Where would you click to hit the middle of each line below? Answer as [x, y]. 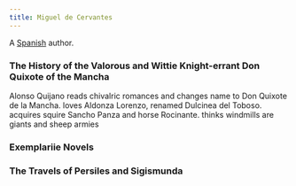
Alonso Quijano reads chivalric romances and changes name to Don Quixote [148, 96]
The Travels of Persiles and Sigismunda [96, 171]
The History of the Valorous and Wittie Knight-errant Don [134, 66]
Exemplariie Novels [52, 147]
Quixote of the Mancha [59, 76]
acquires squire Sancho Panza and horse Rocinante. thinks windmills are [142, 114]
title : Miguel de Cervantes [61, 17]
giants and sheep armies [54, 124]
